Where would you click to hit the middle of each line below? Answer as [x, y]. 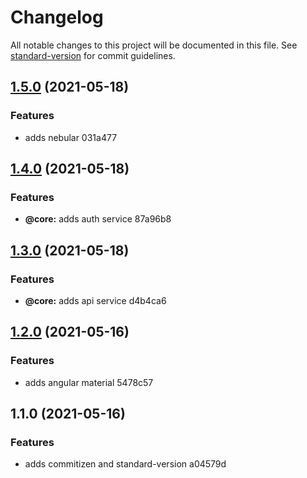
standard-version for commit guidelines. [93, 55]
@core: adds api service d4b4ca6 [95, 300]
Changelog [57, 17]
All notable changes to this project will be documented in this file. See [154, 45]
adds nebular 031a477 [71, 137]
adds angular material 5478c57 [89, 382]
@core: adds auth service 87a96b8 [98, 219]
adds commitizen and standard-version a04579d [125, 464]
